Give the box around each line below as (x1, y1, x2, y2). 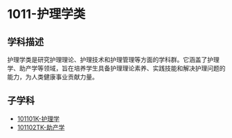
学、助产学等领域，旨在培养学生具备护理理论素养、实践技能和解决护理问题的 (7, 64, 226, 72)
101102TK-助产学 (17, 123, 65, 131)
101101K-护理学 (17, 115, 60, 123)
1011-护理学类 (7, 6, 86, 22)
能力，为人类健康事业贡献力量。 (7, 73, 98, 81)
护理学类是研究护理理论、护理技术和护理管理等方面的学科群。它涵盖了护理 (7, 56, 220, 63)
